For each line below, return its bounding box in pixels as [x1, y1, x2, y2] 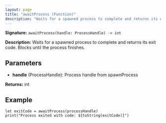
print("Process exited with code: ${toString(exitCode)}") [5, 113, 129, 118]
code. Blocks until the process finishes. [5, 45, 85, 51]
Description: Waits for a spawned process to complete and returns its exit [5, 39, 156, 45]
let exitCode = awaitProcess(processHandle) [5, 109, 98, 114]
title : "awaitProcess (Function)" [5, 12, 77, 17]
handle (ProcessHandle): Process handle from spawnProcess [12, 72, 138, 78]
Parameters [5, 59, 42, 67]
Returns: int [5, 82, 30, 88]
